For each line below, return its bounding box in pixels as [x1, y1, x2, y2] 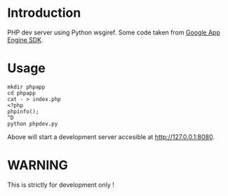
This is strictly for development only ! [7, 181, 114, 189]
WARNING [7, 157, 68, 174]
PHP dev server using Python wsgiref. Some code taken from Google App [7, 28, 221, 37]
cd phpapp [7, 89, 36, 96]
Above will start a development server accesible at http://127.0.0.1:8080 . [7, 132, 215, 141]
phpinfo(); [7, 107, 39, 115]
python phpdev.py [7, 120, 58, 127]
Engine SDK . [7, 35, 43, 44]
